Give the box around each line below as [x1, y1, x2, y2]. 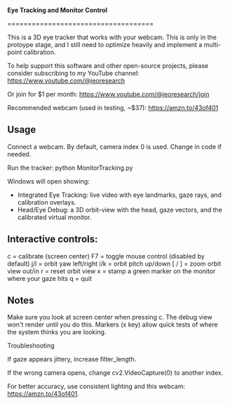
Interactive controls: [7, 233, 98, 245]
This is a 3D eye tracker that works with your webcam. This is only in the [7, 33, 217, 41]
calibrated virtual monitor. [17, 213, 92, 221]
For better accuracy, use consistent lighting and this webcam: [7, 382, 186, 391]
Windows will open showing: [7, 177, 90, 185]
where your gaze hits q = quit [7, 274, 93, 282]
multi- [203, 41, 221, 48]
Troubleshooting [7, 341, 55, 350]
